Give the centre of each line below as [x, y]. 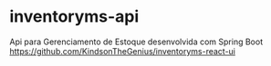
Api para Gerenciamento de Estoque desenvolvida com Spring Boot [136, 42]
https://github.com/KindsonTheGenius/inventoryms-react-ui [122, 51]
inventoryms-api [74, 17]
